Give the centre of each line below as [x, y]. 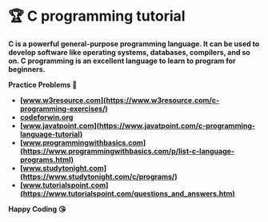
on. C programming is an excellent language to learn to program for [122, 61]
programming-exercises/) [64, 109]
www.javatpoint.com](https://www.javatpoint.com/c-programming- [139, 125]
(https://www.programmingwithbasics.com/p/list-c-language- [127, 151]
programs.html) [47, 159]
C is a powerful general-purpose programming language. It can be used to [134, 44]
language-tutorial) [51, 134]
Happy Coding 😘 [37, 208]
